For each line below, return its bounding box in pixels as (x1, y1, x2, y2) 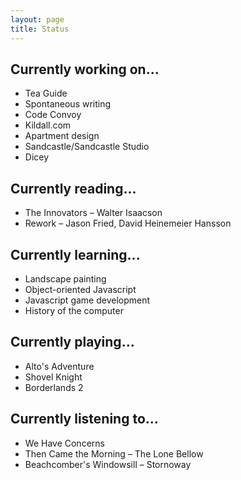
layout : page (10, 14, 65, 25)
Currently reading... (10, 180, 137, 197)
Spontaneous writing (24, 98, 112, 110)
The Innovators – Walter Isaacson (24, 207, 163, 219)
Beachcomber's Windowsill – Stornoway (24, 458, 192, 470)
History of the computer (24, 304, 124, 316)
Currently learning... (10, 246, 141, 263)
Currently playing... (10, 334, 135, 351)
